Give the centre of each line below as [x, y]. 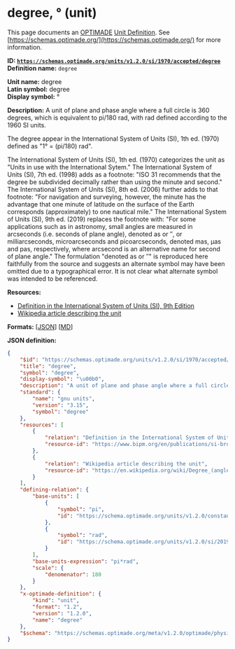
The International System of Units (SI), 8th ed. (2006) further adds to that [113, 189]
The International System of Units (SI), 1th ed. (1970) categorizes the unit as [116, 160]
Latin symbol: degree [38, 89]
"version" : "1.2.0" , [62, 613]
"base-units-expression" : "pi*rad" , [86, 561]
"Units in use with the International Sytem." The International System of [109, 167]
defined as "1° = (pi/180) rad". [50, 146]
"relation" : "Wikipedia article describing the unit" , [126, 463]
